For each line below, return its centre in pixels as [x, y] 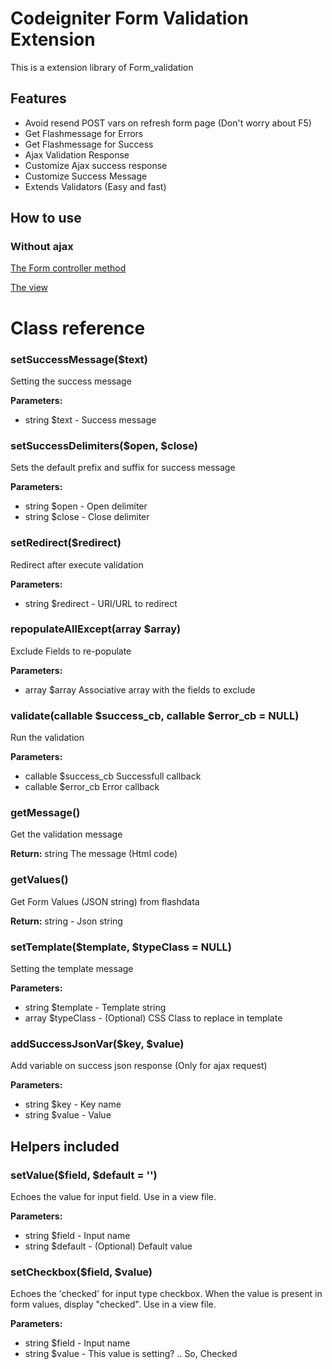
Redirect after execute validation [77, 564]
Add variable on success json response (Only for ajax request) [139, 1066]
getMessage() [45, 813]
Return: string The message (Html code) [94, 854]
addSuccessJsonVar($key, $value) [97, 1044]
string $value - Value [68, 1115]
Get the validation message [66, 834]
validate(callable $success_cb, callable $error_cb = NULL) [155, 715]
